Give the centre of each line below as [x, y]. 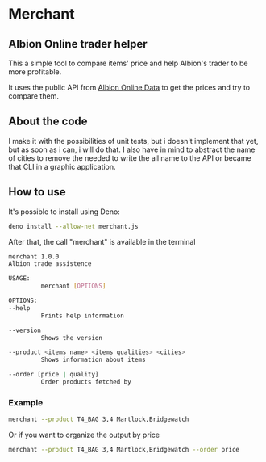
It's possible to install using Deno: [64, 212]
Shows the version [72, 338]
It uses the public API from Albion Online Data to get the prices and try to [129, 87]
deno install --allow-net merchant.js [73, 226]
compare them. [33, 96]
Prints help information [83, 316]
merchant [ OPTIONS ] [73, 286]
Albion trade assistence [50, 264]
